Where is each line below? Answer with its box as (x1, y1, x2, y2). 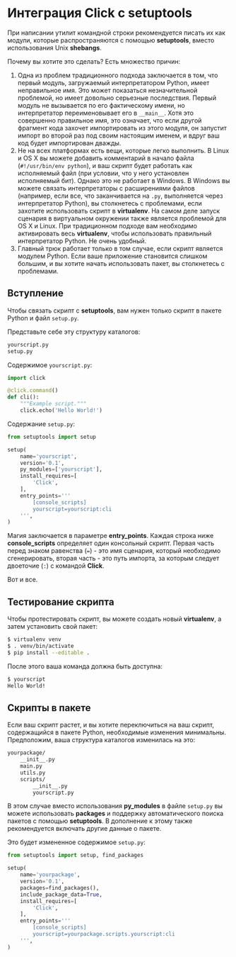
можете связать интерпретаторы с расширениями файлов (17, 184, 196, 192)
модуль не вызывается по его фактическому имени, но (17, 101, 185, 109)
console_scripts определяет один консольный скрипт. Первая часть (7, 539, 215, 547)
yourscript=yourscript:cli (33, 505, 112, 513)
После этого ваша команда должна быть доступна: (7, 661, 163, 671)
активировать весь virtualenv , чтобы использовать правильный (17, 229, 212, 237)
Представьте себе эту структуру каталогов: (7, 328, 141, 336)
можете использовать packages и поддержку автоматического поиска (7, 810, 224, 818)
